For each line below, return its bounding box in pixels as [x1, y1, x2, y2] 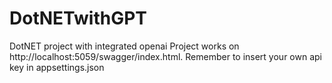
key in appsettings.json [9, 61, 105, 73]
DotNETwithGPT [9, 7, 147, 30]
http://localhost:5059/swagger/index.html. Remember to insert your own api [9, 50, 322, 62]
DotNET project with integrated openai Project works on [9, 40, 240, 52]
